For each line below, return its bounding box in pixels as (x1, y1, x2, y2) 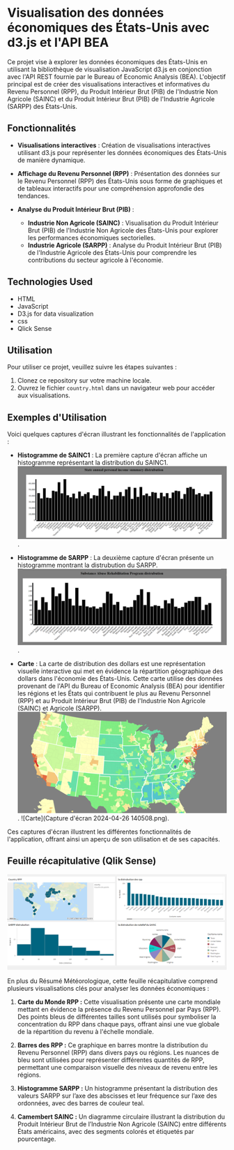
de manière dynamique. (17, 156, 86, 164)
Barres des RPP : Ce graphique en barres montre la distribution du (17, 1040, 208, 1049)
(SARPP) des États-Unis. (7, 102, 78, 110)
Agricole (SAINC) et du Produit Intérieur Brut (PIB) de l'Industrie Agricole (7, 94, 215, 103)
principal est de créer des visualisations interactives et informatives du (7, 80, 210, 88)
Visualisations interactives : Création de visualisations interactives (17, 141, 211, 149)
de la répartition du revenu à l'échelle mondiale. (17, 1027, 155, 1035)
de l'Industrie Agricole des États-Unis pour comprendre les (27, 248, 197, 256)
